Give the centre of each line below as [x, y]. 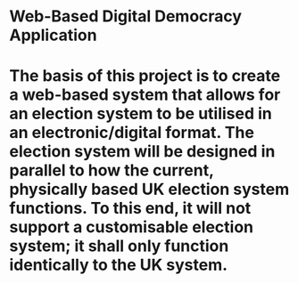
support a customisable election [132, 227]
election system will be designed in [142, 152]
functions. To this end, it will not [130, 209]
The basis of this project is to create [145, 76]
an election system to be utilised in [141, 114]
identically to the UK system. [119, 265]
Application [53, 35]
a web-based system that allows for [145, 95]
